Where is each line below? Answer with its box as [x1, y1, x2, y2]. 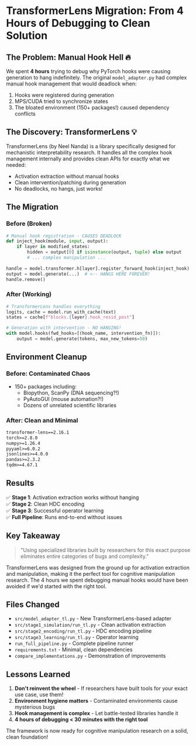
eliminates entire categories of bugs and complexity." [20, 552, 149, 559]
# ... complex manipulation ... [27, 255, 106, 260]
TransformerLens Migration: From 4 [6, 4, 184, 18]
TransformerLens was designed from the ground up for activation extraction [6, 564, 190, 571]
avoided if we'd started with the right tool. [6, 582, 107, 589]
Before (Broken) [6, 219, 53, 228]
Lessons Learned [6, 669, 70, 679]
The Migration [6, 202, 59, 212]
